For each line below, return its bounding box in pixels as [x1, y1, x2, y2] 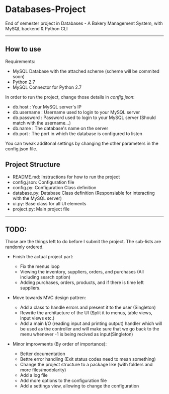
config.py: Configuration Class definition [12, 184, 97, 190]
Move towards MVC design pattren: [12, 295, 87, 301]
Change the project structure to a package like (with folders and [20, 362, 153, 368]
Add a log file [20, 372, 48, 378]
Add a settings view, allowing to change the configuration [20, 383, 139, 389]
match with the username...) [12, 120, 71, 126]
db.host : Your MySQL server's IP [12, 103, 82, 109]
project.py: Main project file [12, 206, 70, 212]
